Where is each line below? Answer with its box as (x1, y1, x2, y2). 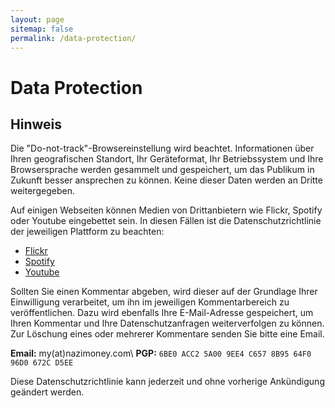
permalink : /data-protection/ (10, 33, 137, 43)
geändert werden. (10, 386, 85, 398)
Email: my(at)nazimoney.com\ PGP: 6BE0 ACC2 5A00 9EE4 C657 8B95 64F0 (10, 347, 312, 360)
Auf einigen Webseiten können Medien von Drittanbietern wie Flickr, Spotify (10, 204, 323, 216)
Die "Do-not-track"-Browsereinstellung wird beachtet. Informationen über (10, 142, 315, 155)
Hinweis (10, 116, 62, 133)
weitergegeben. (10, 185, 75, 197)
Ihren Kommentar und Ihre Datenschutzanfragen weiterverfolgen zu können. (10, 317, 325, 330)
